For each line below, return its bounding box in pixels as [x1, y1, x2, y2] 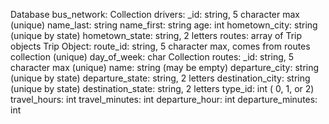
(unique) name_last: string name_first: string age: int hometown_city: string [10, 19, 318, 31]
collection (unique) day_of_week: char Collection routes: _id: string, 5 [10, 51, 295, 63]
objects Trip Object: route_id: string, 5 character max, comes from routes [10, 40, 311, 52]
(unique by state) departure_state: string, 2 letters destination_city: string [10, 72, 311, 84]
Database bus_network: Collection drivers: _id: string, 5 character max [10, 9, 300, 20]
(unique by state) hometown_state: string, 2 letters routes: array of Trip [10, 30, 303, 41]
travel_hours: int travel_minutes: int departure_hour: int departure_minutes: [10, 94, 318, 105]
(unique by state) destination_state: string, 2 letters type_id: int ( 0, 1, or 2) [10, 83, 315, 94]
